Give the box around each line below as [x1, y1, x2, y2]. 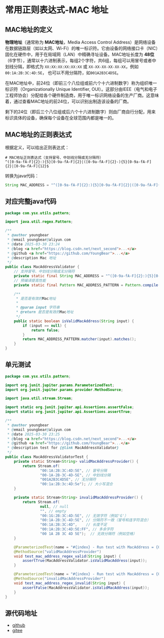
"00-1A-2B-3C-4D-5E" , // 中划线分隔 [40, 473, 111, 477]
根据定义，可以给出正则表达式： [5, 144, 69, 150]
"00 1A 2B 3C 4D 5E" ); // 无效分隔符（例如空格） [40, 532, 137, 536]
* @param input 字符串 [16, 305, 60, 310]
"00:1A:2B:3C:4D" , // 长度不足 [40, 522, 107, 527]
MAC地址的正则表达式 [5, 130, 72, 139]
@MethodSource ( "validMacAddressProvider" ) [14, 549, 102, 554]
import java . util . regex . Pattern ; [5, 219, 73, 225]
